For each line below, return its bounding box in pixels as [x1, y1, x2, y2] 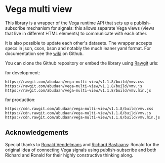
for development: [5, 69, 41, 75]
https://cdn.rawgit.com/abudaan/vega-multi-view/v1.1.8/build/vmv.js [5, 110, 152, 115]
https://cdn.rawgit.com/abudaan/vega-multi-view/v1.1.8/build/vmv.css [5, 106, 154, 111]
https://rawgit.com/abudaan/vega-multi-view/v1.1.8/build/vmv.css [5, 79, 145, 84]
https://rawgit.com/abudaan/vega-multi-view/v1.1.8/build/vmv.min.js [5, 88, 152, 93]
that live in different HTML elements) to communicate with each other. [5, 30, 148, 36]
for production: [5, 97, 36, 103]
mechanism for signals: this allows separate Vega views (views [26, 25, 155, 31]
